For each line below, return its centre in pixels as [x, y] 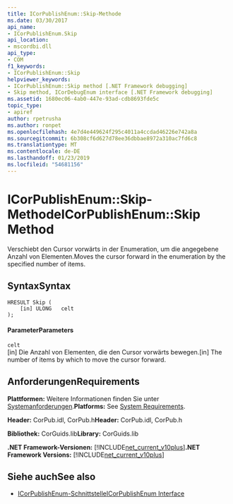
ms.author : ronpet [34, 125]
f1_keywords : [26, 66]
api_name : [22, 27]
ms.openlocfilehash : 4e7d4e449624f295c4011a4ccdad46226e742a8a [102, 132]
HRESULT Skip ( [30, 302]
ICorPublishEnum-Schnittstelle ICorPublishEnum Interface [101, 493]
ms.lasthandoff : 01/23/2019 [49, 158]
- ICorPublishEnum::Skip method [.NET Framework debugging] [98, 86]
